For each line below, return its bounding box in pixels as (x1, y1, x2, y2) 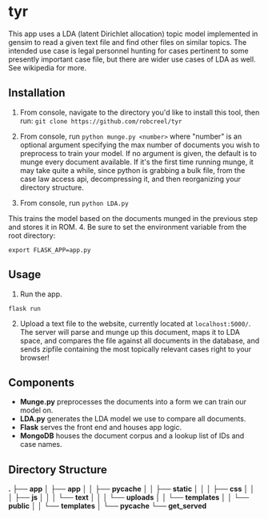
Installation (8, 86, 66, 100)
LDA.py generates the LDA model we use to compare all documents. (19, 414, 246, 424)
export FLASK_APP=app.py (8, 246, 91, 254)
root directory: (8, 231, 56, 240)
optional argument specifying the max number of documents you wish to (19, 139, 260, 150)
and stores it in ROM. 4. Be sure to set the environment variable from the (8, 222, 247, 231)
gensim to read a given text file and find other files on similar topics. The (8, 37, 247, 46)
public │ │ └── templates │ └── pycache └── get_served (8, 501, 207, 511)
